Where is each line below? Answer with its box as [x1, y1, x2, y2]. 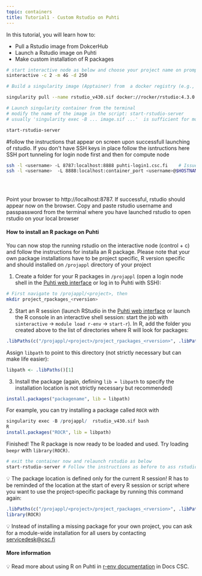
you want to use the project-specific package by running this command [6, 488, 183, 495]
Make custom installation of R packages [14, 55, 114, 63]
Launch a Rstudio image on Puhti [14, 49, 97, 56]
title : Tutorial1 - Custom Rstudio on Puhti [6, 14, 120, 20]
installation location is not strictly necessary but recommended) [14, 384, 173, 391]
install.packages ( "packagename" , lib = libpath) [6, 396, 130, 402]
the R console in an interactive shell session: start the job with [14, 313, 168, 320]
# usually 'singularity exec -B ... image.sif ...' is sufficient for [6, 116, 189, 122]
